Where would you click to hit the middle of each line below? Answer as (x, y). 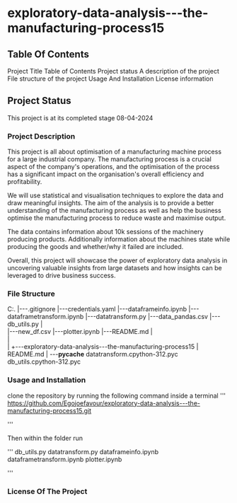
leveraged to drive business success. (62, 276)
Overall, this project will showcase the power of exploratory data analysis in (117, 260)
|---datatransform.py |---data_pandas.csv (147, 317)
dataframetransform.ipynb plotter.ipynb (65, 459)
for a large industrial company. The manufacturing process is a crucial (110, 159)
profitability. (25, 182)
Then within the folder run (45, 438)
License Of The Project (47, 491)
